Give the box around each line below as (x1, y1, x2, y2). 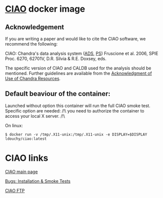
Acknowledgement (5, 23, 64, 31)
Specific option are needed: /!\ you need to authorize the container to (5, 108, 144, 113)
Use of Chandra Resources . (5, 76, 61, 81)
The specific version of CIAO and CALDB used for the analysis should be (5, 65, 151, 71)
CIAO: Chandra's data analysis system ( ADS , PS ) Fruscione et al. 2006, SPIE (5, 50, 159, 56)
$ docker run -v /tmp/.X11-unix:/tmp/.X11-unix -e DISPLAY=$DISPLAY (5, 132, 147, 137)
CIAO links (5, 153, 49, 163)
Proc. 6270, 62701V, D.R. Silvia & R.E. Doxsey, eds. (5, 56, 106, 62)
